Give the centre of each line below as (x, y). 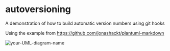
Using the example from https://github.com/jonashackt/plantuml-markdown (85, 33)
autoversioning (38, 9)
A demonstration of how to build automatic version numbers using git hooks (85, 23)
